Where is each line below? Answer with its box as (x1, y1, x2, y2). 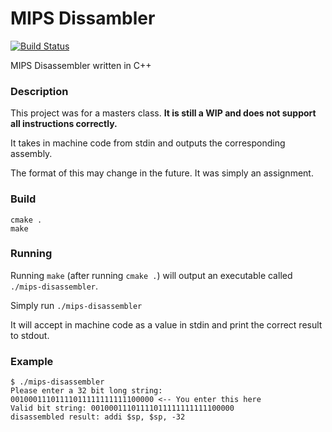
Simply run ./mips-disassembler (10, 299, 143, 311)
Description (10, 84, 69, 98)
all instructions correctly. (10, 118, 118, 130)
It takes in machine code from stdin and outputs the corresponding (10, 137, 286, 149)
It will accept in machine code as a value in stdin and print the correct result (10, 318, 323, 331)
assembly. (10, 148, 53, 160)
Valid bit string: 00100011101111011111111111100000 (10, 403, 235, 414)
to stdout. (10, 329, 50, 341)
